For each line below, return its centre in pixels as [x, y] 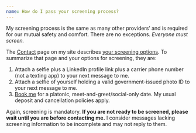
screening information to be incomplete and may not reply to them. [87, 124]
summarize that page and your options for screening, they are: [81, 58]
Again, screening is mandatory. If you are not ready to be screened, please [97, 111]
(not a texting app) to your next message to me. [72, 75]
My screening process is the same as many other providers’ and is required [97, 28]
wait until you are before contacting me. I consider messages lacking [91, 118]
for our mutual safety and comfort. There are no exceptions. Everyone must [97, 34]
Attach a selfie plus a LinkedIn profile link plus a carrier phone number [99, 69]
